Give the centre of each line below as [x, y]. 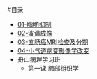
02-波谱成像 [35, 33]
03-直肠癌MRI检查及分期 [53, 42]
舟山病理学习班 [39, 59]
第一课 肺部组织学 [53, 68]
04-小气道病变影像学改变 [53, 51]
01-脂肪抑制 [34, 24]
